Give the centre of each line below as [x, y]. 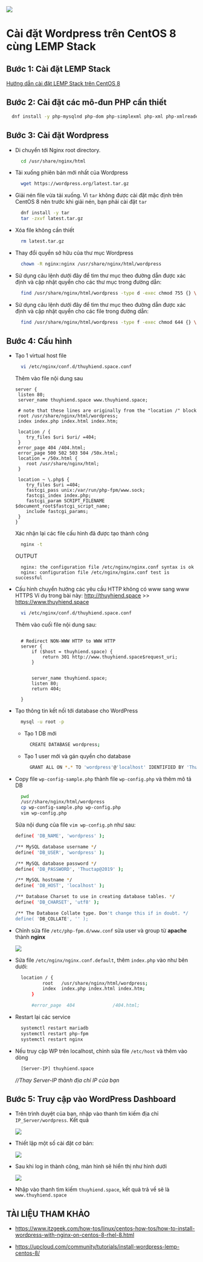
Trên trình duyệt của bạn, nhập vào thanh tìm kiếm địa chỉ [87, 1114]
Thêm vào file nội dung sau [49, 378]
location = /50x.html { [48, 458]
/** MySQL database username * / [56, 847]
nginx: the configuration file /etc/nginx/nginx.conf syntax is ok [108, 567]
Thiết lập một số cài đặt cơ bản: [54, 1143]
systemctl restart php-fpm [55, 1033]
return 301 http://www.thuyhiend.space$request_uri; [110, 657]
